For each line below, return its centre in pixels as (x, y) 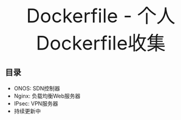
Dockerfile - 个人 (101, 16)
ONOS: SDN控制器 (37, 88)
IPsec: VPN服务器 (36, 103)
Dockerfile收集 (101, 43)
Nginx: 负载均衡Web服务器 (47, 96)
